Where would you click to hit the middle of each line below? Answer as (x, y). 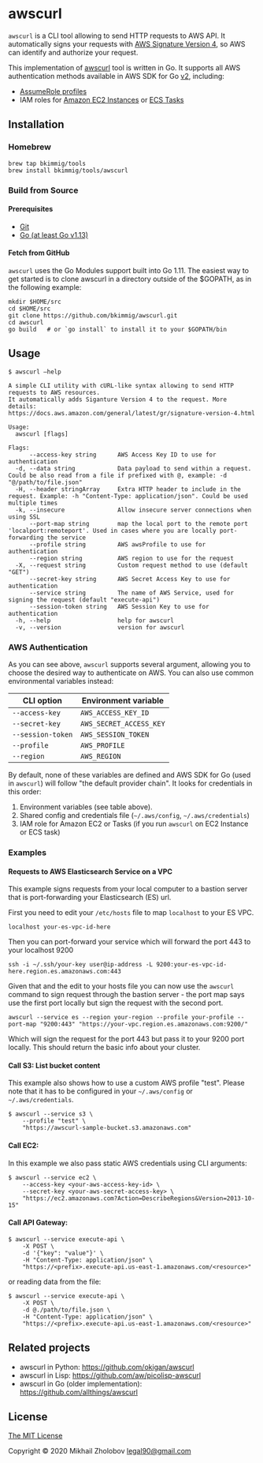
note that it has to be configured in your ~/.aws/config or (100, 1091)
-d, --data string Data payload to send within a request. (133, 468)
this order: (25, 792)
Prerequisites (31, 209)
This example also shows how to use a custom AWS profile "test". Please (127, 1083)
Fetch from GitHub (39, 253)
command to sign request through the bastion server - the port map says (127, 995)
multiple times (33, 503)
